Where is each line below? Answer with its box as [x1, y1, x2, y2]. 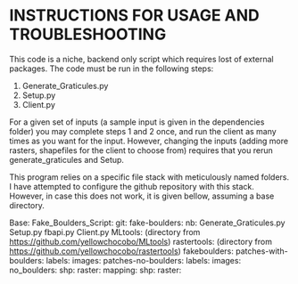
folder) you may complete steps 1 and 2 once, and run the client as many [9, 126, 277, 136]
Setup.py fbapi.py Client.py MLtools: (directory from [9, 226, 201, 237]
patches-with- [235, 246, 288, 256]
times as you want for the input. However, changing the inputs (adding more [9, 135, 288, 146]
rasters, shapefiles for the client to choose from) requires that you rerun [9, 144, 274, 156]
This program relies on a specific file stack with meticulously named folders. [9, 171, 290, 183]
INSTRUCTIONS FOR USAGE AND [9, 5, 261, 26]
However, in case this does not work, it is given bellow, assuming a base [9, 191, 275, 201]
